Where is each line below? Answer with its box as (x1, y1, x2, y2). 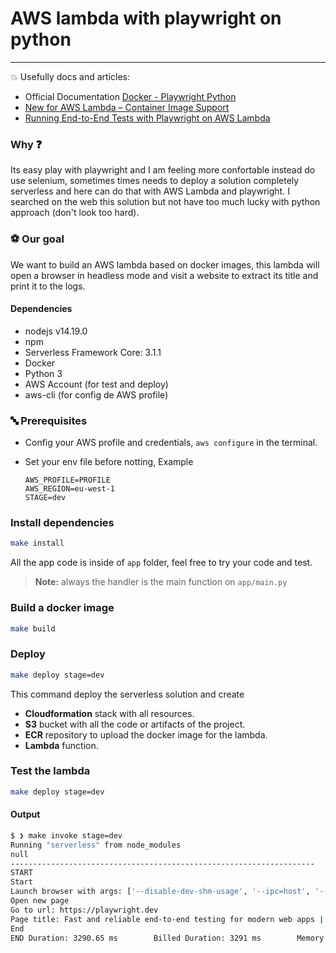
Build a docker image (10, 601, 115, 615)
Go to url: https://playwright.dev (10, 905, 159, 915)
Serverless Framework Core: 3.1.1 (24, 346, 162, 358)
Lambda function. (24, 739, 99, 751)
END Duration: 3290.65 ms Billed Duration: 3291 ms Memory (10, 933, 325, 943)
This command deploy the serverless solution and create (10, 688, 245, 700)
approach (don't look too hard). (10, 207, 140, 219)
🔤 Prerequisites (10, 413, 88, 427)
